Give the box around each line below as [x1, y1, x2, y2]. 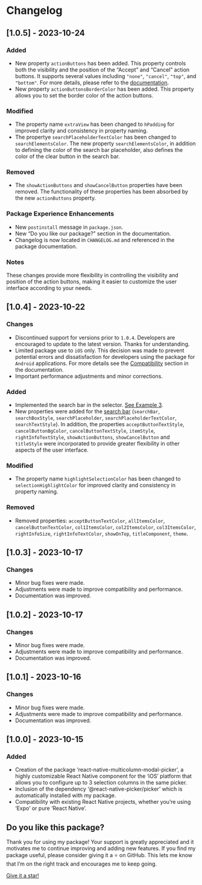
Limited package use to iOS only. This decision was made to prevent [14, 346, 185, 354]
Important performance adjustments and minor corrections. [14, 372, 163, 380]
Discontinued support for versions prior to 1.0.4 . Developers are [14, 334, 175, 341]
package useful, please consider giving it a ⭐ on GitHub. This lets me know [6, 852, 193, 859]
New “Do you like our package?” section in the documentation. [14, 229, 171, 237]
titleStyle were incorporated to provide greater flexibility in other [14, 440, 180, 447]
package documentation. [14, 243, 77, 250]
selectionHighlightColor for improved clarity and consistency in [14, 482, 176, 489]
